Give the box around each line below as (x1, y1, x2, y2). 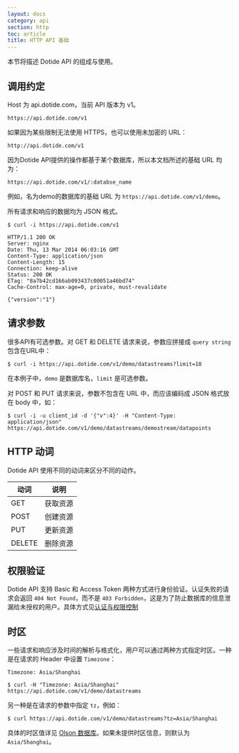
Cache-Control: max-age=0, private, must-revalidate (7, 283, 167, 290)
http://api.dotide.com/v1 (7, 142, 84, 149)
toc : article (7, 30, 46, 38)
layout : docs (7, 10, 46, 18)
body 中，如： (15, 398, 58, 406)
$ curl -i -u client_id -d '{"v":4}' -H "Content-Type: (7, 412, 176, 419)
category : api (7, 17, 50, 24)
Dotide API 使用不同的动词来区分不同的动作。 (7, 465, 140, 474)
